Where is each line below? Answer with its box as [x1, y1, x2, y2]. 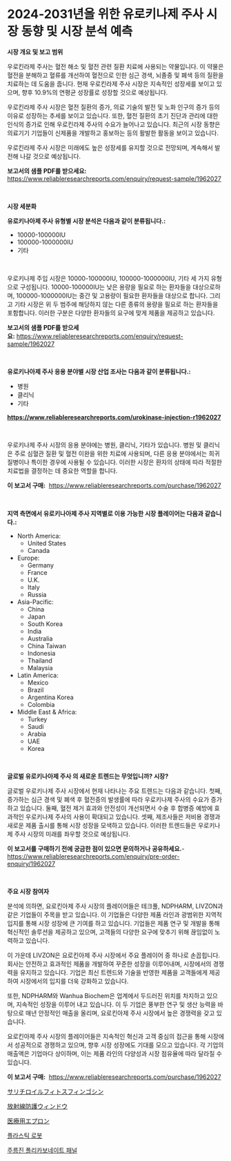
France [27, 568, 48, 576]
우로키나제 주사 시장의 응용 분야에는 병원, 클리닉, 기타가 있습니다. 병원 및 [7, 440, 202, 449]
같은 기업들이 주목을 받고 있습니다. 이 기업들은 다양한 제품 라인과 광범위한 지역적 [7, 910, 223, 919]
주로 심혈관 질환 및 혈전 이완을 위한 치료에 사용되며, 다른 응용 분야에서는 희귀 [14, 449, 221, 458]
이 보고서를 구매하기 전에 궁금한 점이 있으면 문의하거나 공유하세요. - [7, 844, 185, 852]
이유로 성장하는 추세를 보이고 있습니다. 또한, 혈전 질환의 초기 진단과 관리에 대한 [7, 111, 219, 119]
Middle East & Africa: [17, 708, 77, 716]
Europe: [17, 554, 40, 562]
